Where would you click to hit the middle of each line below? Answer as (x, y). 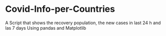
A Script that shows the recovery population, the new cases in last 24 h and (83, 23)
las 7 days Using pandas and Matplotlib (46, 28)
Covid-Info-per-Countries (60, 9)
